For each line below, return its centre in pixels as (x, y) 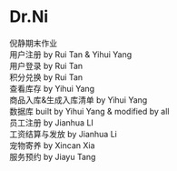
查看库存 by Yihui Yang (52, 88)
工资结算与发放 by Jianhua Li (64, 134)
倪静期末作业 (33, 43)
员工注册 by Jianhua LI (51, 122)
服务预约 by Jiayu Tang (53, 156)
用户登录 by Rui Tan (46, 65)
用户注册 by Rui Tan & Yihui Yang (71, 54)
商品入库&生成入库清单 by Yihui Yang (79, 100)
